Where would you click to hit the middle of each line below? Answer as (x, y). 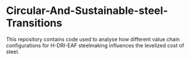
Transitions (34, 23)
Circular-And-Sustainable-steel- (87, 11)
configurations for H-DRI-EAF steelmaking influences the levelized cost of (95, 45)
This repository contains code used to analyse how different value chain (93, 39)
